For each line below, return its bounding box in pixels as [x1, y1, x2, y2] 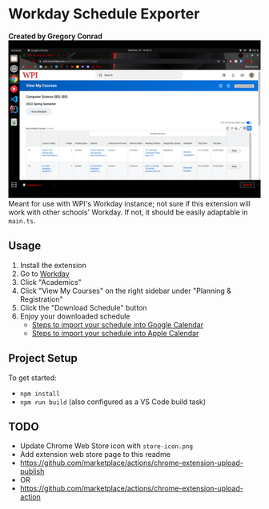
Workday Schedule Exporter [8, 5, 200, 23]
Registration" [19, 294, 63, 304]
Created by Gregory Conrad [8, 31, 102, 41]
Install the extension [19, 260, 86, 270]
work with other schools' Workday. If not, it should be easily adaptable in [8, 207, 248, 217]
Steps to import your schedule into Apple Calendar [31, 328, 199, 338]
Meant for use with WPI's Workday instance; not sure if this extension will [8, 198, 251, 208]
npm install [19, 390, 60, 398]
